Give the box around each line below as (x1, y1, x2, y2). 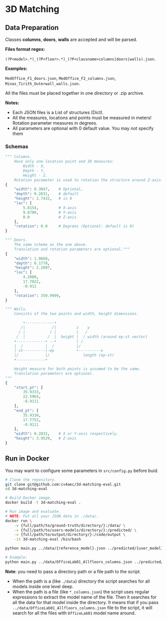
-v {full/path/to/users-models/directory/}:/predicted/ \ (14, 527, 137, 533)
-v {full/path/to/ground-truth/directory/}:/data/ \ (14, 523, 126, 528)
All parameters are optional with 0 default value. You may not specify (12, 126, 154, 131)
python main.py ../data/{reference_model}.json (5, 546, 106, 551)
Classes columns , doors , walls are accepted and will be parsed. (5, 36, 138, 42)
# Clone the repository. (5, 477, 57, 482)
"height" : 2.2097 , (14, 265, 52, 270)
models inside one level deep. (12, 583, 74, 589)
